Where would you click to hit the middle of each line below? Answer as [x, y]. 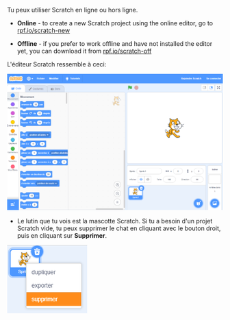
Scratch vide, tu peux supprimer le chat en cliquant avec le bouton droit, [119, 228]
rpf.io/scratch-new [43, 30]
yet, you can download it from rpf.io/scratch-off [84, 51]
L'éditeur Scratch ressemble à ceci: [57, 64]
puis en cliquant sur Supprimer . [62, 236]
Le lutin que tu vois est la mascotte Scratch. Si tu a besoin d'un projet [115, 221]
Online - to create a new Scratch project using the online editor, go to [115, 23]
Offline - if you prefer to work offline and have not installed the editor [115, 44]
